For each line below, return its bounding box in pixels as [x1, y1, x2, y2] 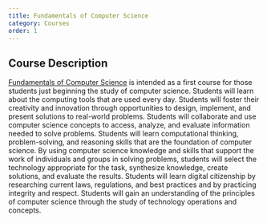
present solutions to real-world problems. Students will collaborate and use [8, 111, 257, 121]
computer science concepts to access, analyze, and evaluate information [8, 120, 250, 130]
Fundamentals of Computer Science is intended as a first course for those [8, 78, 253, 87]
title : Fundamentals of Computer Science [8, 11, 149, 20]
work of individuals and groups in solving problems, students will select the [8, 154, 257, 164]
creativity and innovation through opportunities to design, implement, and [8, 103, 251, 113]
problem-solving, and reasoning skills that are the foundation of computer [8, 137, 253, 147]
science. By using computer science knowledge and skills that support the [8, 146, 254, 156]
